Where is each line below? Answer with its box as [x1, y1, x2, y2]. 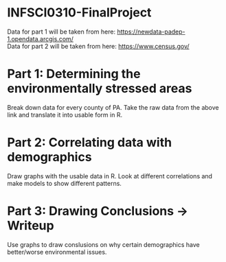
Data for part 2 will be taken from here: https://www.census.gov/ [7, 42, 190, 50]
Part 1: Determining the [7, 67, 141, 82]
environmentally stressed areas [7, 81, 192, 97]
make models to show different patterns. [7, 179, 122, 187]
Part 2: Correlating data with [7, 135, 172, 150]
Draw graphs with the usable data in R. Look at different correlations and [7, 171, 213, 180]
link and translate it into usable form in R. [7, 110, 122, 119]
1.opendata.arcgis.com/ [7, 34, 74, 43]
